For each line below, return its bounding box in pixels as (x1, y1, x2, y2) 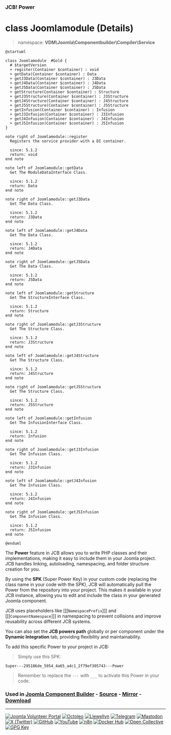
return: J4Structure (10, 371, 53, 376)
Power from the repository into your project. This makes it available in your (5, 586, 162, 593)
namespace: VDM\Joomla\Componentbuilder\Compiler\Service (17, 39, 155, 45)
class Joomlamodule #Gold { (5, 58, 67, 63)
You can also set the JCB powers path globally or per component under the (5, 628, 164, 634)
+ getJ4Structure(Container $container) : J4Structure (10, 98, 129, 103)
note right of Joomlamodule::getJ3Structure (5, 322, 101, 327)
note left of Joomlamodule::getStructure (5, 290, 95, 296)
